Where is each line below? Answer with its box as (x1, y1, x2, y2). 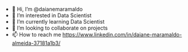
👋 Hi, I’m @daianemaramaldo (11, 6, 83, 12)
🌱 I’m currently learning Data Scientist (11, 18, 105, 25)
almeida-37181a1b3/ (11, 40, 61, 47)
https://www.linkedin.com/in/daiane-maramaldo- (62, 31, 183, 38)
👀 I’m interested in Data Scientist (11, 12, 92, 19)
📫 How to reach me (11, 31, 61, 38)
